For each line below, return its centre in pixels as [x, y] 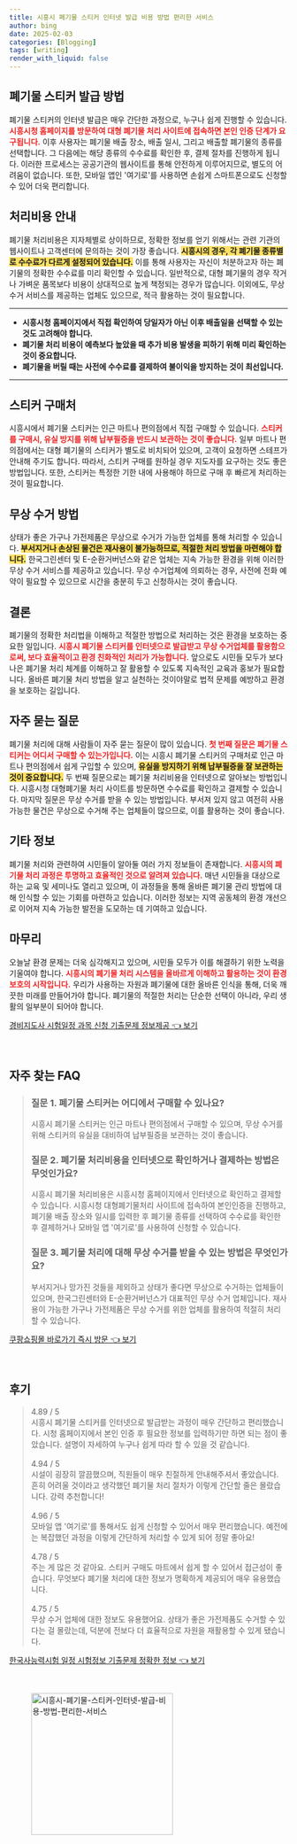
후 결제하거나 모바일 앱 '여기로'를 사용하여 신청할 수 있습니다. [136, 1228]
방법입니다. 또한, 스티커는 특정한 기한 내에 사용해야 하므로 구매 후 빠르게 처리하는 [148, 473]
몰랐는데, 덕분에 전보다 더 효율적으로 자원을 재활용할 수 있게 [160, 1630]
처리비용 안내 [43, 217]
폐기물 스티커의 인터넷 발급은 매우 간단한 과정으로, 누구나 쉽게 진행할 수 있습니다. [148, 120]
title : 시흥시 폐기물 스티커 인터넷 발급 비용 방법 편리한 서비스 [111, 17]
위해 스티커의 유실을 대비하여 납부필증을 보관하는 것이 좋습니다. [140, 1135]
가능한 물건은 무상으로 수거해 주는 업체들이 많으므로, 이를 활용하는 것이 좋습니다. [147, 810]
